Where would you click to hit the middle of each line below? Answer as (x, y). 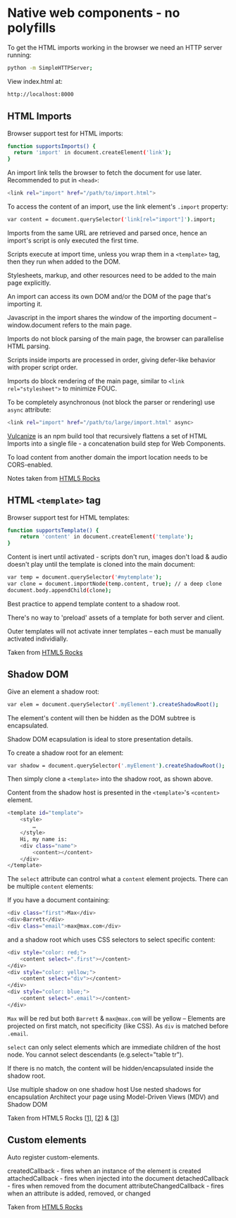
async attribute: (29, 410)
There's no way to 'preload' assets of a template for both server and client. (116, 617)
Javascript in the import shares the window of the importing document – (112, 317)
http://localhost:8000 (41, 94)
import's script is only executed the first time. (73, 240)
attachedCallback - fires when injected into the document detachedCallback (118, 1178)
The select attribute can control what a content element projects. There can (118, 879)
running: (19, 55)
